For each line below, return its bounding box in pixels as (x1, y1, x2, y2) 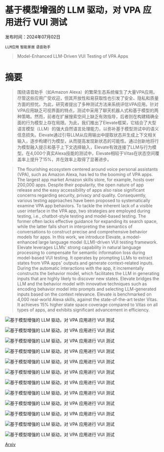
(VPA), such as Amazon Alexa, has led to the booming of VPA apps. (17, 171, 153, 177)
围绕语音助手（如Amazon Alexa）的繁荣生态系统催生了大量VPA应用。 (17, 89, 158, 95)
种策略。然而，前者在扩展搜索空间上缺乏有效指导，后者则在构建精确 (17, 113, 155, 119)
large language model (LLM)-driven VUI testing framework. (38, 239, 158, 245)
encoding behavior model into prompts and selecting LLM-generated (17, 286, 157, 292)
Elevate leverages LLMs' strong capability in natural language (17, 244, 141, 250)
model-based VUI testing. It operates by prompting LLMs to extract (17, 254, 153, 260)
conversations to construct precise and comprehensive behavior (17, 228, 148, 234)
